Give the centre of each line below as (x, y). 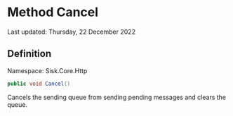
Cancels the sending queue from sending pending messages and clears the (117, 97)
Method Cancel (53, 12)
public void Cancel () (39, 84)
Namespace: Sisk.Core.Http (47, 70)
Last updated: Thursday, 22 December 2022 (71, 32)
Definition (29, 54)
